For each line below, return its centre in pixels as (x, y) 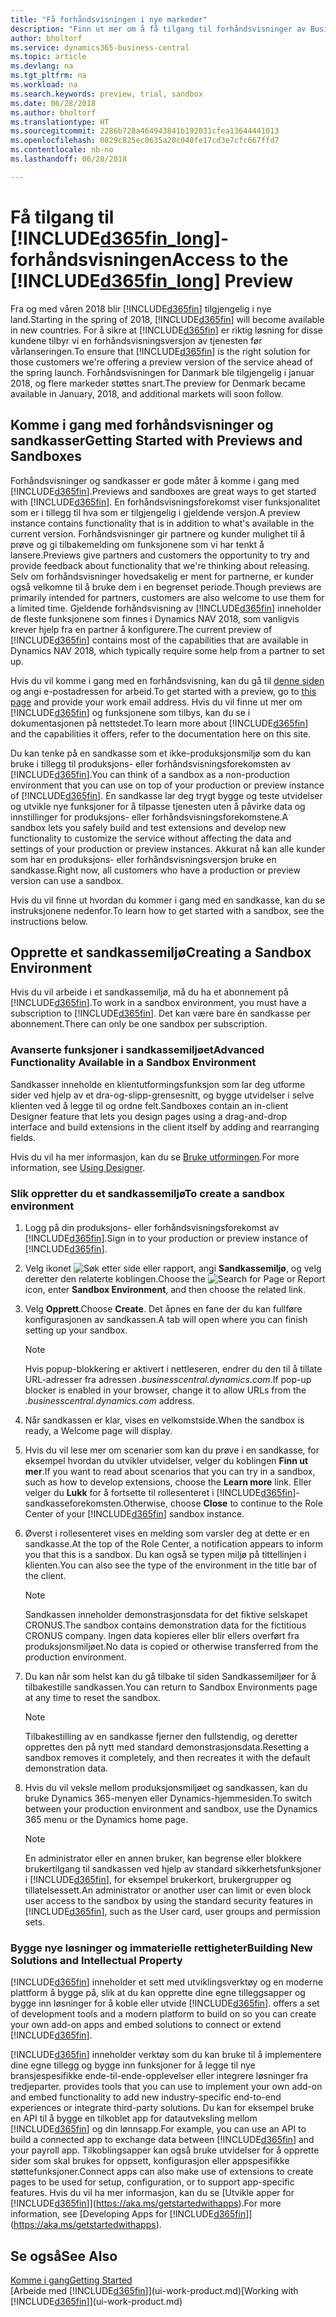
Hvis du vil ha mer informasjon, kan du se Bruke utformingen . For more (155, 1157)
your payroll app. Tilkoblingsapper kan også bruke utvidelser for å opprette (165, 2150)
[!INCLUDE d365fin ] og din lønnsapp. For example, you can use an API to (158, 2129)
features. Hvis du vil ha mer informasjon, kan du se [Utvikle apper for (152, 2193)
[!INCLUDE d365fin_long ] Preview (152, 280)
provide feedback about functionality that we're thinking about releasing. (160, 565)
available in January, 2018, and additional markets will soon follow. (147, 393)
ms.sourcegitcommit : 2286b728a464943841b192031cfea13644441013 (145, 131)
